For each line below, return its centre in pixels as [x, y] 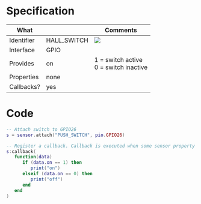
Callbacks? [25, 86]
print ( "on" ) [45, 168]
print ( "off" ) [47, 179]
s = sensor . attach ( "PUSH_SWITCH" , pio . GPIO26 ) [66, 135]
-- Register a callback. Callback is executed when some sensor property [101, 146]
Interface [22, 50]
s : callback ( [21, 151]
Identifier [22, 40]
